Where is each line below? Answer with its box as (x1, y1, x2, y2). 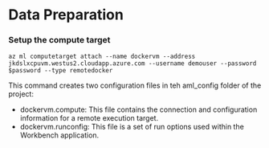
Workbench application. (19, 130, 100, 140)
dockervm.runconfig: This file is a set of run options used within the (19, 122, 245, 132)
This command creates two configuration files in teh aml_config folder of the (8, 80, 262, 90)
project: (8, 89, 35, 99)
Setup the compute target (8, 35, 111, 46)
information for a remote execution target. (19, 113, 159, 123)
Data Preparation (8, 6, 124, 24)
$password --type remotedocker (8, 67, 113, 75)
